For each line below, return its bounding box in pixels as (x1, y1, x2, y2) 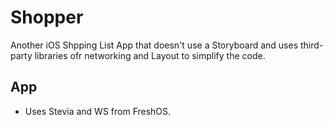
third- (299, 39, 324, 51)
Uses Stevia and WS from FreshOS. (24, 105, 172, 117)
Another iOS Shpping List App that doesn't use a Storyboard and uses (10, 39, 299, 51)
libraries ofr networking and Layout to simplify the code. (34, 49, 266, 61)
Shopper (10, 6, 84, 29)
